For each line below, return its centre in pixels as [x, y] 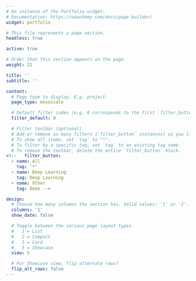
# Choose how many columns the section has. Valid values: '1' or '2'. [100, 204]
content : [17, 91]
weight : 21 [19, 65]
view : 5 [21, 253]
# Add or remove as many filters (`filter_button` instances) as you [97, 134]
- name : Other [28, 183]
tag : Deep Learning [40, 178]
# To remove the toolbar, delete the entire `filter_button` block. [96, 150]
